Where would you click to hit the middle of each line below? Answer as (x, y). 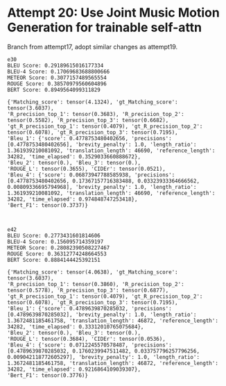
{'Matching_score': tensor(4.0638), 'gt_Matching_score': (93, 272)
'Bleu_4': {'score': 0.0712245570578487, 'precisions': (89, 345)
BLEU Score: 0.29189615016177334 (55, 65)
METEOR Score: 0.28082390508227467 (59, 248)
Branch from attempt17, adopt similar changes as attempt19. (93, 47)
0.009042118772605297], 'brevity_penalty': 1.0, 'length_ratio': (103, 357)
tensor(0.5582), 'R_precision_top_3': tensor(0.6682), (88, 120)
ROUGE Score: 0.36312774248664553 (57, 254)
